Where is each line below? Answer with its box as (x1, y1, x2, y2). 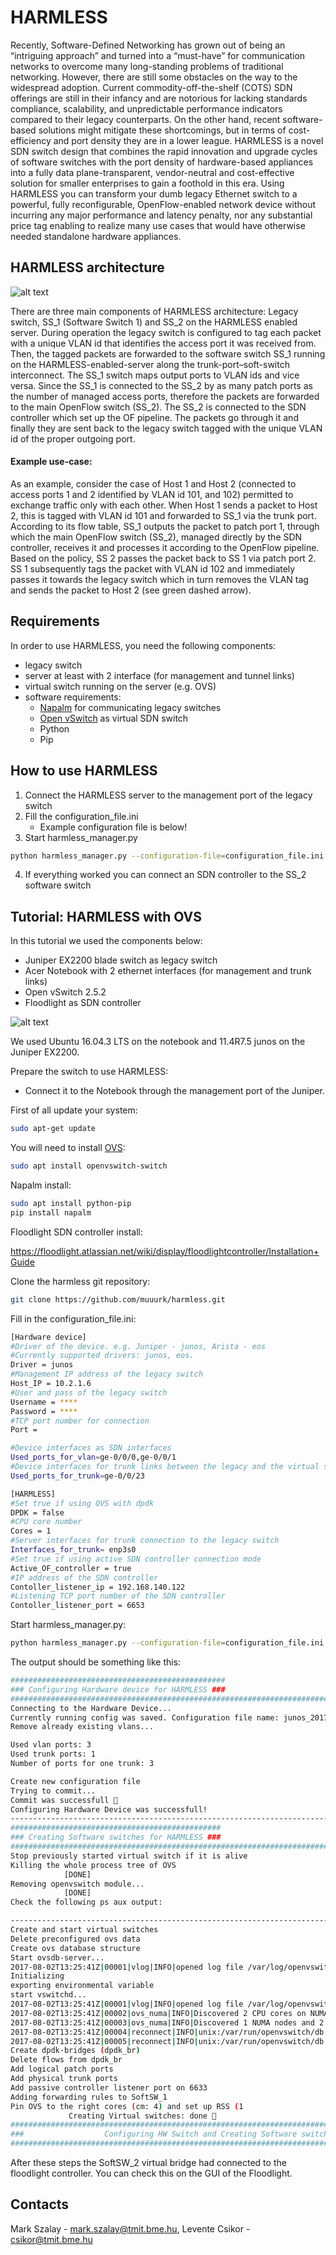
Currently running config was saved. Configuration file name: (10, 1712, 280, 1723)
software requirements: (24, 691, 122, 703)
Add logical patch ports (10, 2064, 114, 2075)
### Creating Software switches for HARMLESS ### (10, 1832, 222, 1843)
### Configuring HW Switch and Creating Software (10, 2129, 298, 2140)
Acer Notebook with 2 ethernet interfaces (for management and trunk (24, 965, 312, 977)
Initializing (10, 1971, 65, 1981)
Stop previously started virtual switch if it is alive (10, 1851, 248, 1861)
